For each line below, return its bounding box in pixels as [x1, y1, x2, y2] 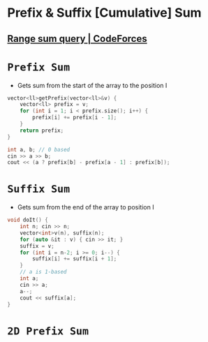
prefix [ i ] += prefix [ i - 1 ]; [32, 114, 117, 121]
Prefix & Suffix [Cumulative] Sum [7, 5, 202, 21]
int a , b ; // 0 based [7, 146, 70, 153]
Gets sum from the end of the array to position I [17, 203, 155, 211]
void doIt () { [7, 216, 49, 224]
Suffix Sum [7, 183, 70, 196]
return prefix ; [20, 127, 64, 134]
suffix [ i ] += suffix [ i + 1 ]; [32, 255, 117, 262]
